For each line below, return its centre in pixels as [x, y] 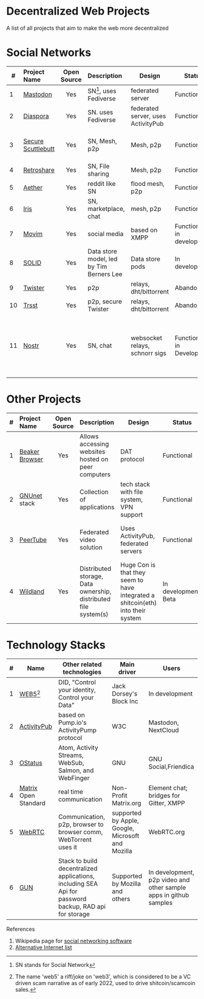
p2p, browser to [81, 824]
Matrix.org [127, 803]
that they [133, 573]
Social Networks [49, 53]
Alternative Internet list [43, 947]
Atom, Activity [78, 748]
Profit [120, 796]
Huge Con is [138, 565]
